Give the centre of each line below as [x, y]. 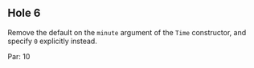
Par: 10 [19, 56]
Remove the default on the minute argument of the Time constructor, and [127, 32]
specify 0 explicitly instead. [52, 41]
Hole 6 [24, 13]
